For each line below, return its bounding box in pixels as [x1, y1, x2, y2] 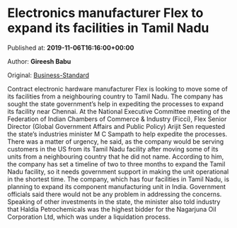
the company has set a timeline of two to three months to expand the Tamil [7, 159, 226, 168]
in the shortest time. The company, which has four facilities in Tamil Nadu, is [7, 175, 230, 183]
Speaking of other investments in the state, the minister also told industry [7, 197, 221, 206]
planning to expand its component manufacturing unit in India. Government [7, 182, 226, 190]
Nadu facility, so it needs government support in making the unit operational [7, 167, 229, 176]
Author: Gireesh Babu [7, 57, 71, 65]
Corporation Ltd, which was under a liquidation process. [7, 212, 171, 221]
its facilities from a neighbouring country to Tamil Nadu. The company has [7, 92, 224, 101]
